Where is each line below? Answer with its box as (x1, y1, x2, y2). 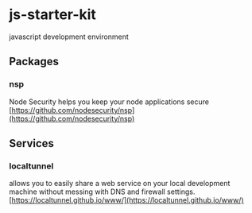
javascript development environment (9, 32, 130, 41)
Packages (9, 55, 59, 68)
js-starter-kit (9, 6, 96, 24)
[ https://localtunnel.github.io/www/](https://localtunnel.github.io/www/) (9, 196, 245, 205)
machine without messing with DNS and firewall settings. (9, 187, 196, 196)
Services (9, 137, 55, 150)
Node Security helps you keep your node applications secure (9, 97, 210, 106)
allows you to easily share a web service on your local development (9, 179, 231, 188)
